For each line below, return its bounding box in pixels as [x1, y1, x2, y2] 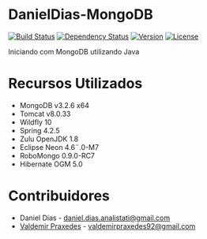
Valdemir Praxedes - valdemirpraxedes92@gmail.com [19, 221, 196, 230]
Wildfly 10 [19, 117, 52, 127]
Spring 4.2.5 [19, 125, 61, 135]
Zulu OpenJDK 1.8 [19, 134, 79, 144]
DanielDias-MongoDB [8, 6, 153, 24]
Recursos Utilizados [8, 75, 143, 92]
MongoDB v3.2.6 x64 [19, 100, 89, 110]
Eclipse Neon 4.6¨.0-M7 [19, 142, 100, 151]
